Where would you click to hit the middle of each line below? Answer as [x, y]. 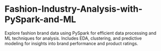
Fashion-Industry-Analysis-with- [74, 9]
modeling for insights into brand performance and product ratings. [71, 43]
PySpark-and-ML [40, 19]
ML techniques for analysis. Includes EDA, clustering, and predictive [73, 38]
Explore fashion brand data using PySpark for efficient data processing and [80, 33]
